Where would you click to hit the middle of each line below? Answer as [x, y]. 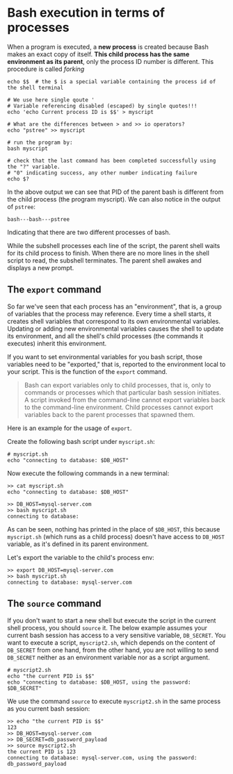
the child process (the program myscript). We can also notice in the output [114, 199]
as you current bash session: [49, 708]
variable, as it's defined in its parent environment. [78, 544]
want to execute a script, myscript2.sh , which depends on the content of [111, 642]
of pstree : [22, 206]
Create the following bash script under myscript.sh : [81, 441]
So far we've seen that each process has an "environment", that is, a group [115, 306]
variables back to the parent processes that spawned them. [110, 414]
